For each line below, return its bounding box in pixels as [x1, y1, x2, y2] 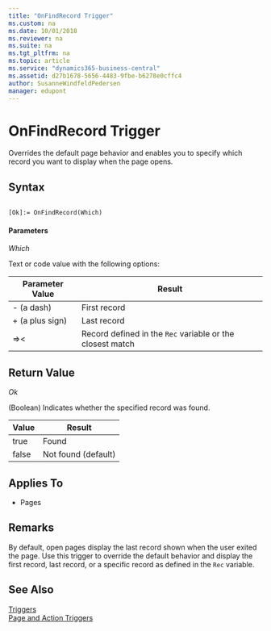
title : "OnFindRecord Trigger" [8, 11, 114, 20]
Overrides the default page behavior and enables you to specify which [8, 148, 243, 158]
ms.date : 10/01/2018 [8, 27, 78, 35]
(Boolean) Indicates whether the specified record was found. [8, 403, 211, 412]
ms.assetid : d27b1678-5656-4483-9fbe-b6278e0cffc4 [8, 72, 182, 80]
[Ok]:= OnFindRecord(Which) [8, 209, 103, 217]
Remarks [8, 521, 55, 535]
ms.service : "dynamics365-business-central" [8, 65, 161, 73]
